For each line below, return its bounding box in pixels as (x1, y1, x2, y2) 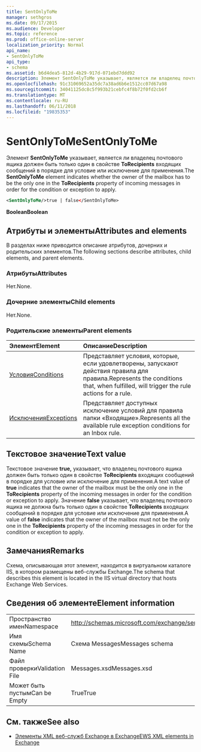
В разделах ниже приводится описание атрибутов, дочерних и (6, 242, 167, 249)
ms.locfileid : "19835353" (6, 109, 71, 115)
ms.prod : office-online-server (6, 36, 84, 42)
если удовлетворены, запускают (83, 359, 178, 368)
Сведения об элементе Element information (6, 598, 175, 608)
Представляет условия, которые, (83, 351, 179, 360)
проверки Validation (9, 664, 65, 672)
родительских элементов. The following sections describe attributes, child (6, 248, 191, 255)
